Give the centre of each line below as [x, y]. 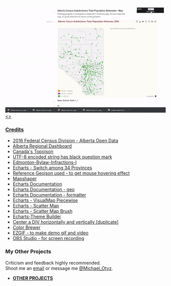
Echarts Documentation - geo [44, 189]
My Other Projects [28, 252]
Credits [15, 130]
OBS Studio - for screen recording [48, 239]
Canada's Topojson [33, 152]
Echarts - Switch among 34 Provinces [52, 168]
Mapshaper [25, 179]
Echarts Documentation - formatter [49, 195]
